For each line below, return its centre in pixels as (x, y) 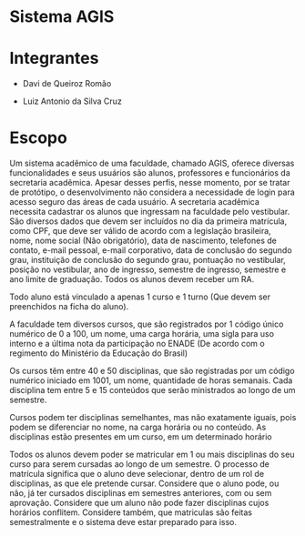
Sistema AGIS (62, 17)
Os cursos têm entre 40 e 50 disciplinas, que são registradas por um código (152, 371)
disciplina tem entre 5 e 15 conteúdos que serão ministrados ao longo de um (152, 390)
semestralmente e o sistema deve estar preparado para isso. (123, 522)
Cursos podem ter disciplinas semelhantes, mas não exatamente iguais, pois (153, 418)
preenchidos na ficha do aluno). (69, 307)
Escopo (39, 138)
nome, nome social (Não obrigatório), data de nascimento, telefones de (143, 241)
